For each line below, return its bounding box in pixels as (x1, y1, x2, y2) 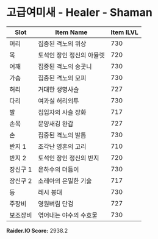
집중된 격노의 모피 (37, 74, 87, 82)
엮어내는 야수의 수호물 (37, 211, 98, 219)
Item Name (55, 28, 88, 37)
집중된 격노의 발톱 (37, 130, 87, 139)
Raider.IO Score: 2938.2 (6, 227, 68, 234)
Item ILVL (110, 28, 138, 37)
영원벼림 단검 (37, 199, 74, 208)
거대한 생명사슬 (37, 85, 79, 93)
